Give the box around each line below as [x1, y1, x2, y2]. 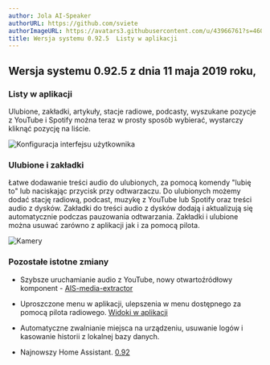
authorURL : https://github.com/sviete [8, 19, 138, 27]
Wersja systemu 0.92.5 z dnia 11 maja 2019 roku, [8, 64, 257, 77]
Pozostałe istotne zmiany [8, 256, 109, 268]
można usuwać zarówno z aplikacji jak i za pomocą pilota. [8, 221, 201, 230]
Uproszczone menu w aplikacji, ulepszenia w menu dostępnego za [19, 299, 241, 309]
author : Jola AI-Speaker [8, 11, 92, 20]
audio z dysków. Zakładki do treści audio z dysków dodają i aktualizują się [8, 203, 253, 214]
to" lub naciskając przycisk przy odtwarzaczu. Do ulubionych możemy [8, 186, 241, 196]
